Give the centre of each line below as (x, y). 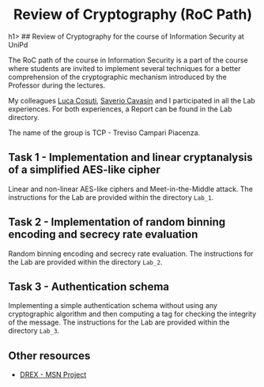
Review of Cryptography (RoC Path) (133, 15)
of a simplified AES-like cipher (84, 170)
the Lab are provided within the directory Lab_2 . (85, 261)
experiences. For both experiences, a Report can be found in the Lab (120, 109)
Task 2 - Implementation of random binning (117, 222)
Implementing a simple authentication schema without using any (113, 306)
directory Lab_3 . (34, 331)
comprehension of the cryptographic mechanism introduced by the (117, 77)
